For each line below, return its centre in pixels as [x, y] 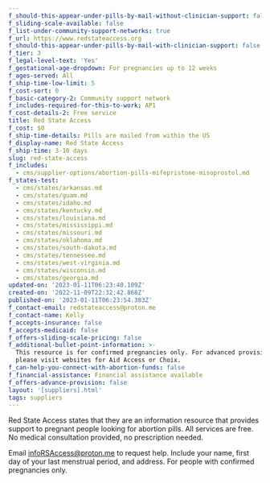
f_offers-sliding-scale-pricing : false [75, 338]
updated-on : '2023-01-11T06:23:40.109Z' [77, 285]
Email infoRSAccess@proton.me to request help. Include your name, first [129, 453]
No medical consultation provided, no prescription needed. [106, 438]
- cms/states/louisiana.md [61, 218]
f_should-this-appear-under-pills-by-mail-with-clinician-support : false [135, 46]
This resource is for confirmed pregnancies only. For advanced [125, 353]
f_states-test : [34, 181]
